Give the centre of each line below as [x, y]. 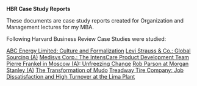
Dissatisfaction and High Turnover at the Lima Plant [71, 77]
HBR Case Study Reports [38, 9]
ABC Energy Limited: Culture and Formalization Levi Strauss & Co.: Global [99, 51]
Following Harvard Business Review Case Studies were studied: [86, 39]
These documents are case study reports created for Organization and [95, 20]
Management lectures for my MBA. [50, 27]
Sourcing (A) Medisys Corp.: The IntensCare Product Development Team [98, 57]
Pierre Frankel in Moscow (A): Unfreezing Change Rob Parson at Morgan [98, 64]
